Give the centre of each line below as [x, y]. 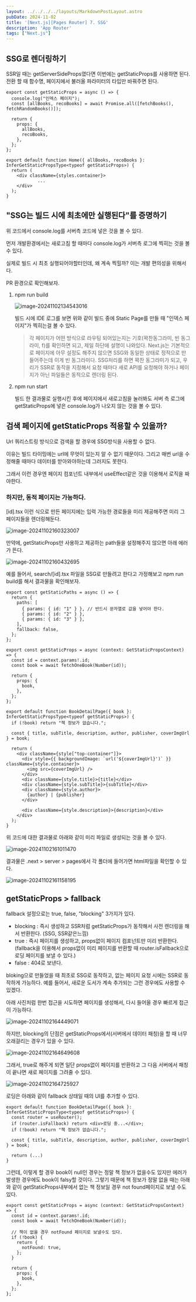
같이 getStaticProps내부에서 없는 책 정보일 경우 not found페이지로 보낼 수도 [99, 1187]
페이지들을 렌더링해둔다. [34, 519]
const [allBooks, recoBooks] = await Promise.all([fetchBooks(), [93, 103]
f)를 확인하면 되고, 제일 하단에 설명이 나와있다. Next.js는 [106, 345]
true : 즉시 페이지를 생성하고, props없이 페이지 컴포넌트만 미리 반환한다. [96, 940]
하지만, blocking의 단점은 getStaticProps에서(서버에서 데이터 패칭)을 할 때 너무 [97, 1033]
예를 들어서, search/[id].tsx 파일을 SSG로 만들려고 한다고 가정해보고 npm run [95, 574]
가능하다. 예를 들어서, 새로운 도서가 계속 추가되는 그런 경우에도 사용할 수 [103, 982]
